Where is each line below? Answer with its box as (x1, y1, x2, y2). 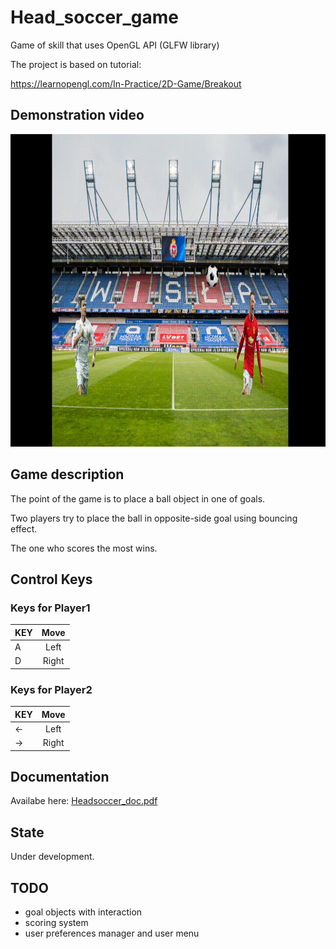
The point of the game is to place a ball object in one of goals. (10, 492, 266, 505)
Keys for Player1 (10, 601, 91, 615)
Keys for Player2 (10, 682, 93, 696)
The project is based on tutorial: (10, 58, 142, 70)
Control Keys (10, 571, 93, 588)
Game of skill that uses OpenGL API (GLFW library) (10, 39, 220, 51)
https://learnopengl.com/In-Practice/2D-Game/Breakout (10, 77, 242, 90)
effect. (10, 522, 38, 535)
